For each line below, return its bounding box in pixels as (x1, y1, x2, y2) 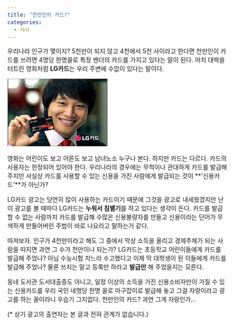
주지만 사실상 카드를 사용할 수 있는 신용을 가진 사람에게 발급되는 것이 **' (7, 172, 203, 180)
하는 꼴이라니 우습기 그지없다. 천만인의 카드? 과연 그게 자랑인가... (20, 295, 197, 304)
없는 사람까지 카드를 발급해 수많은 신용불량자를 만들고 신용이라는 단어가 (22, 213, 217, 221)
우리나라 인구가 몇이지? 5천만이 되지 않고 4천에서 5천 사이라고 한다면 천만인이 (7, 47, 219, 55)
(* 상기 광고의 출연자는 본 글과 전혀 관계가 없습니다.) (7, 310, 149, 319)
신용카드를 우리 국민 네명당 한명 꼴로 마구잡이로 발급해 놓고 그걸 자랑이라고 (14, 286, 218, 295)
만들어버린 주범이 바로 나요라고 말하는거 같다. (25, 221, 149, 230)
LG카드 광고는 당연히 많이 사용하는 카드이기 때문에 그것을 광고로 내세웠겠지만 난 (7, 195, 224, 204)
